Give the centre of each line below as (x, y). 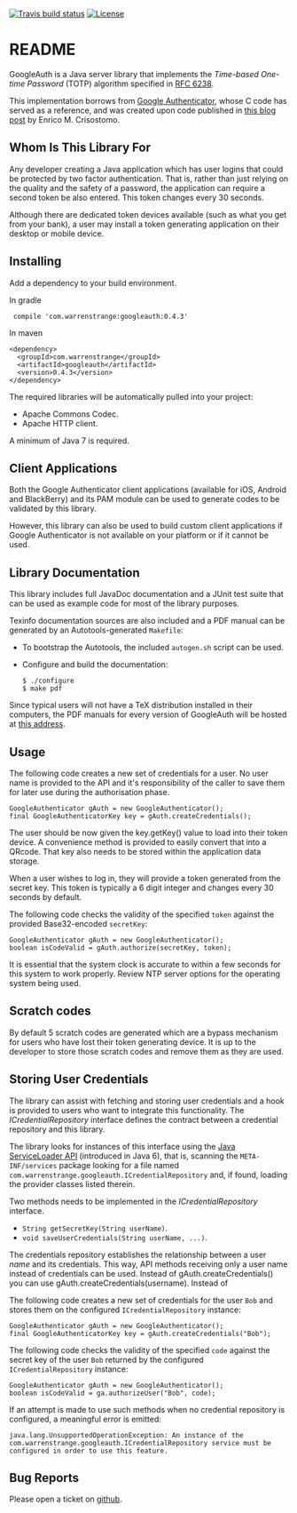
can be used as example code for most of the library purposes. (124, 603)
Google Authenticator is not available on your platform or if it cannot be (139, 535)
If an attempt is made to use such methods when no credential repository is (147, 1409)
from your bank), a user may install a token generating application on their (144, 224)
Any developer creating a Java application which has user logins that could (146, 169)
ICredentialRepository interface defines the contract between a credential (144, 1119)
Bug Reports (44, 1478)
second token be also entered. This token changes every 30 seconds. (137, 197)
